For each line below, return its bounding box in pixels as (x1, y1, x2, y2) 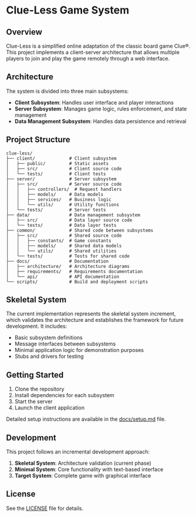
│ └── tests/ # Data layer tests (6, 222, 117, 228)
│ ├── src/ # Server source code (6, 181, 122, 187)
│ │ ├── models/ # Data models (6, 192, 104, 197)
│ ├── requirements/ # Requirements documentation (6, 268, 143, 274)
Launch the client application (14, 404, 85, 411)
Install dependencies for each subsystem (14, 392, 114, 399)
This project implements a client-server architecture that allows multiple (6, 49, 180, 56)
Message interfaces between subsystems (14, 340, 116, 347)
